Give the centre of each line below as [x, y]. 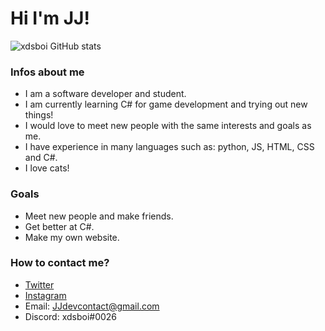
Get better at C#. [59, 226]
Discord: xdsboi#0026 [71, 316]
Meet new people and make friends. [99, 216]
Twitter [39, 284]
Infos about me [47, 72]
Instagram [45, 295]
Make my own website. [72, 237]
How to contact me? [60, 263]
